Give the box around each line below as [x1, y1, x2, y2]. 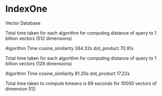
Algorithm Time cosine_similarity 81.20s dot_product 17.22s [5, 70, 130, 77]
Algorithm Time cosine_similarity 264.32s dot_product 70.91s [5, 45, 134, 51]
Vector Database [5, 20, 41, 26]
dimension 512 [5, 85, 36, 92]
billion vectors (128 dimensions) [5, 60, 73, 66]
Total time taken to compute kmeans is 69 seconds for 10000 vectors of [5, 80, 157, 86]
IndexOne [5, 3, 48, 15]
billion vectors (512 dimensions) [5, 35, 73, 41]
